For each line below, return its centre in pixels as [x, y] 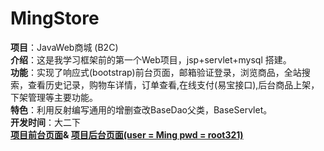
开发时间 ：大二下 [45, 122]
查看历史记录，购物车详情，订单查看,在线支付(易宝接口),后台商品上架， [173, 84]
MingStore [55, 18]
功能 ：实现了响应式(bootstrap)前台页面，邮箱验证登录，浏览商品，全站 [156, 72]
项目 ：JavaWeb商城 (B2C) [64, 47]
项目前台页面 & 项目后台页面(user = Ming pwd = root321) [127, 134]
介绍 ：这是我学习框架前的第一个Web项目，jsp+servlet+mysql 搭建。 [151, 59]
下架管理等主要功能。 [54, 97]
